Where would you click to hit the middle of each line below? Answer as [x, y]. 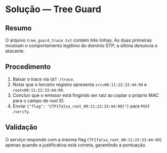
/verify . [21, 111]
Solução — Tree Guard [53, 9]
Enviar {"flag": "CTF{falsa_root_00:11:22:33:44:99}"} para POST [81, 106]
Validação [22, 127]
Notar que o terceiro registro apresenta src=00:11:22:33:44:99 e [80, 84]
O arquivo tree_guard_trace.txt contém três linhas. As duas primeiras [78, 40]
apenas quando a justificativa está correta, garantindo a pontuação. [76, 145]
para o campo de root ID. [38, 100]
